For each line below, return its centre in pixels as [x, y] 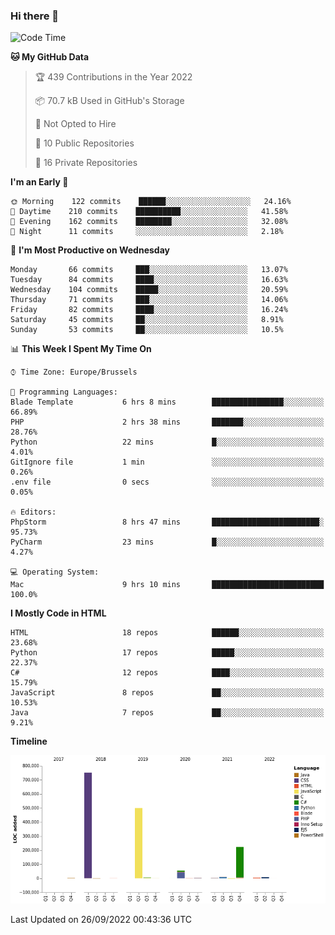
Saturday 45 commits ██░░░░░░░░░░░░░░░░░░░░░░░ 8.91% [147, 320]
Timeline [29, 741]
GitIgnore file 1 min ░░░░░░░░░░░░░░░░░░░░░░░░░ [167, 462]
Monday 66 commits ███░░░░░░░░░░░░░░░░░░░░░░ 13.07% [149, 270]
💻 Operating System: [55, 572]
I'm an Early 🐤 [39, 182]
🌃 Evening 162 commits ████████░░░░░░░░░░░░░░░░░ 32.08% [149, 222]
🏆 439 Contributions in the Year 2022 [113, 77]
